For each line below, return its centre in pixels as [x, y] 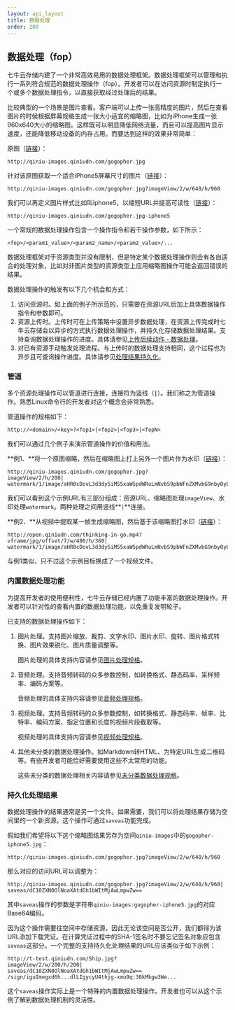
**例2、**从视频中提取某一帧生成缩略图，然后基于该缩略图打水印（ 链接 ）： [115, 521]
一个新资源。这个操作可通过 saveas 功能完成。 [90, 820]
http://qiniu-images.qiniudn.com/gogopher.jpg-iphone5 [89, 216]
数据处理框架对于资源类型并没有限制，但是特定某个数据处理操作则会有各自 [114, 257]
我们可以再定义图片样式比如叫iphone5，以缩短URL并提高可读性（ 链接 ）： [112, 203]
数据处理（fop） [43, 57]
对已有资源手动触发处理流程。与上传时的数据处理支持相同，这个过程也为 [121, 348]
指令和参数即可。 [42, 313]
